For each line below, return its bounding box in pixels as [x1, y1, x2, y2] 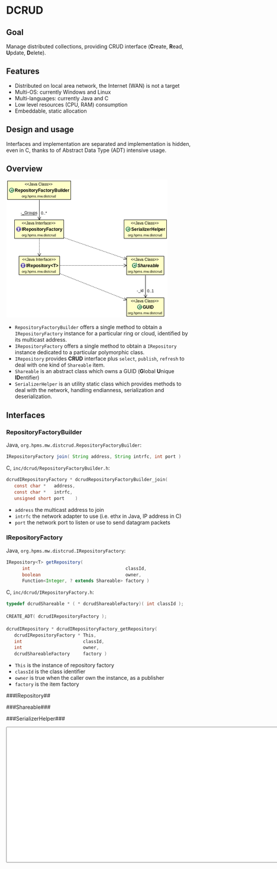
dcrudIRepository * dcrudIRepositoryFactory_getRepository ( [6, 626, 158, 632]
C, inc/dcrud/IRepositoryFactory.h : [6, 588, 95, 596]
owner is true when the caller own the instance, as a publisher [14, 674, 165, 682]
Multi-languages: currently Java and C [14, 94, 109, 101]
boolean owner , [21, 572, 142, 578]
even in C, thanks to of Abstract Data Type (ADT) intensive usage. [6, 147, 167, 154]
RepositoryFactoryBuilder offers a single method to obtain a [14, 324, 162, 331]
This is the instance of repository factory [14, 662, 114, 669]
